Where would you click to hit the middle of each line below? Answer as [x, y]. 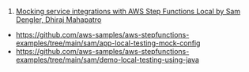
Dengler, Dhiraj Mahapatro [58, 20]
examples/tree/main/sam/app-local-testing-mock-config [108, 43]
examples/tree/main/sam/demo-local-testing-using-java [108, 59]
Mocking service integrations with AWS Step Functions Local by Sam [128, 11]
